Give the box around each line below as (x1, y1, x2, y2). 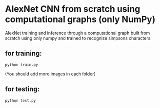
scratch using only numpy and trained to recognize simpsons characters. (5, 35, 152, 41)
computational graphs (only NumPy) (5, 14, 156, 25)
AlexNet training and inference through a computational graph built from (5, 30, 150, 36)
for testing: (5, 85, 40, 93)
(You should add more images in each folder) (5, 71, 96, 77)
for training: (5, 49, 42, 58)
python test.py (5, 98, 36, 103)
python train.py (5, 62, 38, 67)
